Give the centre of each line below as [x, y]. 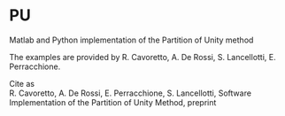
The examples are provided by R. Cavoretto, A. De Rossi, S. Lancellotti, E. [142, 57]
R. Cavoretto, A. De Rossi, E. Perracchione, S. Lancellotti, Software [131, 93]
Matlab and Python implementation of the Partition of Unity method [131, 40]
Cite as [22, 83]
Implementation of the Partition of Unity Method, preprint [113, 102]
